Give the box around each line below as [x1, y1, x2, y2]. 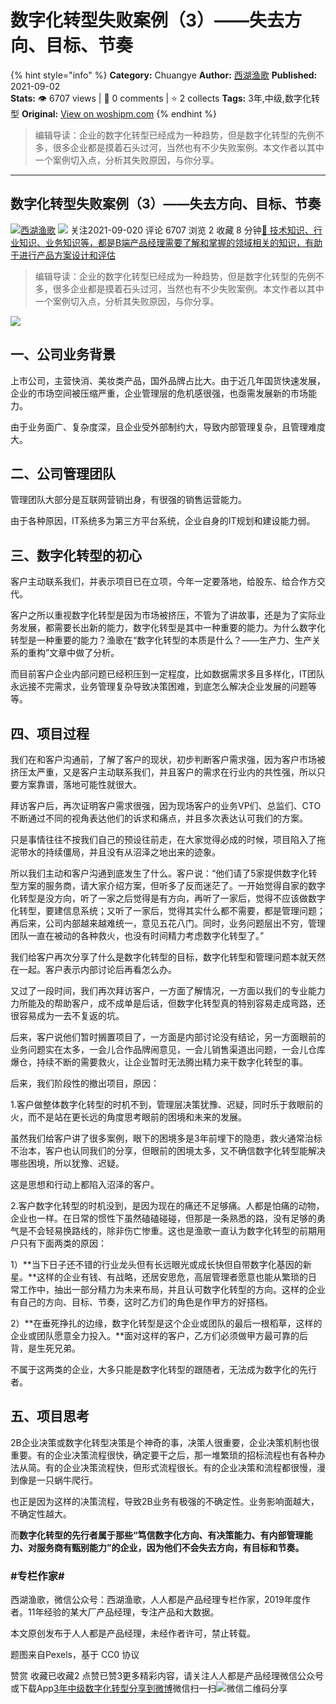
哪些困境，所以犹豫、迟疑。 [10, 1157, 125, 1169]
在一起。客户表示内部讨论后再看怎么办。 [10, 964, 177, 975]
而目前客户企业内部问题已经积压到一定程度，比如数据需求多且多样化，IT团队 [10, 668, 325, 680]
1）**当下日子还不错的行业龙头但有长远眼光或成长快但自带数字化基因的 [10, 1259, 303, 1270]
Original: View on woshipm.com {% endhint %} [21, 107, 218, 120]
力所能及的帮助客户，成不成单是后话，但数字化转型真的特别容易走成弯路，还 [10, 997, 326, 1009]
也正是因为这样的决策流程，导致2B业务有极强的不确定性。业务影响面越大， [10, 1495, 320, 1507]
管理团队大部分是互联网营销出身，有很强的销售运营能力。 [10, 494, 247, 506]
